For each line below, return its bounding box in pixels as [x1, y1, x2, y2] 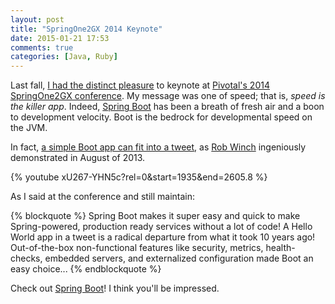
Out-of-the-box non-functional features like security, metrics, [10, 242, 264, 254]
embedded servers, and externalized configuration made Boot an [44, 252, 314, 265]
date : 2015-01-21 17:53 [10, 33, 110, 43]
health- [265, 242, 296, 254]
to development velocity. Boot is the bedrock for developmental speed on [10, 111, 313, 123]
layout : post [10, 14, 65, 25]
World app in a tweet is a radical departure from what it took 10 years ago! [10, 231, 316, 243]
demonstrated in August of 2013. [10, 152, 146, 164]
